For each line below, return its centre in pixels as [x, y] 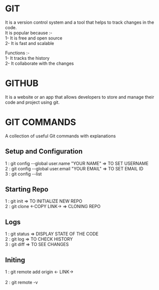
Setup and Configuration [44, 151]
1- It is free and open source [34, 38]
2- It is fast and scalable [30, 43]
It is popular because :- [29, 33]
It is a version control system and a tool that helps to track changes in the [80, 22]
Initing [15, 260]
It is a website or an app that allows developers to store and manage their [80, 97]
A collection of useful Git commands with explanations [60, 136]
